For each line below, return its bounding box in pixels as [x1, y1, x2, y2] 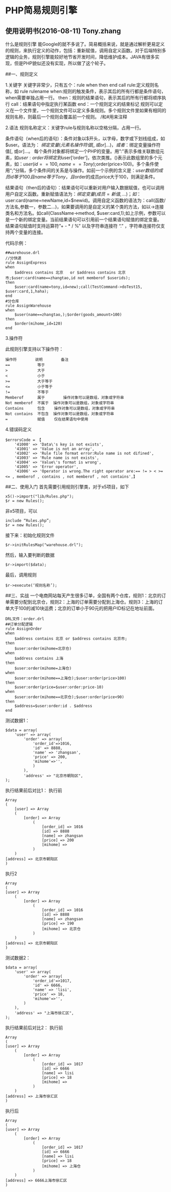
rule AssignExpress [5, 260, 47, 265]
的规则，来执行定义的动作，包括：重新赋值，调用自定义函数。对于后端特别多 [5, 47, 166, 54]
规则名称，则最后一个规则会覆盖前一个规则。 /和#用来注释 [5, 114, 128, 120]
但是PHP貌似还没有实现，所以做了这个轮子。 [14, 60, 109, 66]
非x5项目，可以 [5, 508, 37, 514]
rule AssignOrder [5, 626, 42, 631]
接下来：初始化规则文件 [5, 532, 55, 538]
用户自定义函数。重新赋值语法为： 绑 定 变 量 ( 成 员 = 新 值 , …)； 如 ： [5, 191, 141, 197]
